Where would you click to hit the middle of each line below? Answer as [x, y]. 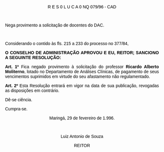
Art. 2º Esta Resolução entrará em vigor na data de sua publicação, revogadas [82, 86]
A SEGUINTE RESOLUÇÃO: [33, 57]
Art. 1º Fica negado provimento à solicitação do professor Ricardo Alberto [82, 67]
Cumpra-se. [16, 109]
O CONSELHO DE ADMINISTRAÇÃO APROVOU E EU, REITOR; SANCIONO [82, 53]
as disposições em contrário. [32, 91]
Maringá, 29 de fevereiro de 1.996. [82, 118]
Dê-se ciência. [19, 100]
